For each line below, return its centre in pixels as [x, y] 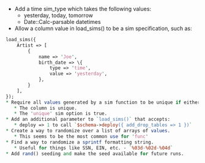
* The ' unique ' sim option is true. [61, 114]
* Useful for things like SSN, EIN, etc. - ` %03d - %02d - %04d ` [93, 148]
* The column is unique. [46, 108]
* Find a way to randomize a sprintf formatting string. [80, 142]
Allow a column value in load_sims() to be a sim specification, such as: [103, 28]
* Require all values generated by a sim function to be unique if [94, 102]
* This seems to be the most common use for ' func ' [81, 136]
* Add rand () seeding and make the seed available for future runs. [95, 154]
